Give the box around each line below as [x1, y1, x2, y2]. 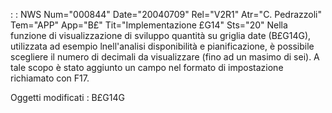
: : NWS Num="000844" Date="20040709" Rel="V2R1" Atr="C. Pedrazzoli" [10, 9, 323, 20]
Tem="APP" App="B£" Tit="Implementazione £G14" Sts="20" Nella [10, 19, 288, 31]
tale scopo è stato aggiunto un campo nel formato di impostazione [10, 62, 284, 73]
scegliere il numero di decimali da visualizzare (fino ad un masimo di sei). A [10, 51, 320, 63]
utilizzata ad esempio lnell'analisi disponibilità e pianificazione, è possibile [10, 40, 315, 52]
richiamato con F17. [10, 72, 90, 84]
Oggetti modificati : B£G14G [10, 92, 125, 103]
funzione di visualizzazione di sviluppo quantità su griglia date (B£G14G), [10, 30, 312, 41]
